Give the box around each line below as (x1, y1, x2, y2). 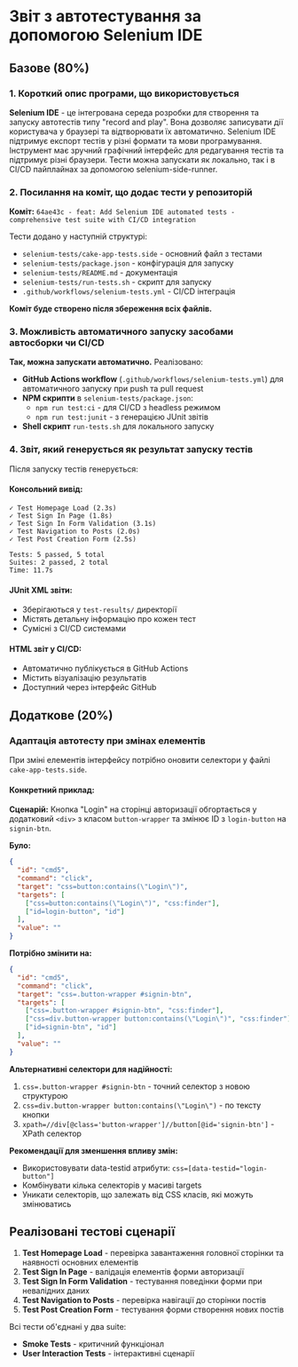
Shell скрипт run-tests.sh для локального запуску (21, 421, 215, 432)
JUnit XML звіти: (9, 584, 73, 595)
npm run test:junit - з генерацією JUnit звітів (35, 411, 208, 423)
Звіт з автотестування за (9, 6, 202, 27)
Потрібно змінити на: (9, 948, 92, 958)
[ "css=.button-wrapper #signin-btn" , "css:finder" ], (25, 1006, 224, 1015)
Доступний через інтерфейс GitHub (21, 682, 157, 693)
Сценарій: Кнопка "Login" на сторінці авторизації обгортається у (9, 804, 257, 815)
